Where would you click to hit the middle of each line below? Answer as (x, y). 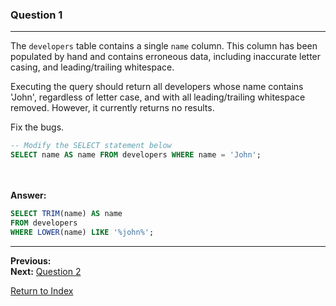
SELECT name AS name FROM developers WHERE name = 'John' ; (136, 155)
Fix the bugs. (37, 127)
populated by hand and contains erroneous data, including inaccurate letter (166, 57)
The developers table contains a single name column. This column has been (164, 46)
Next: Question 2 (46, 271)
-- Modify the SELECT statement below (91, 146)
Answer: (28, 195)
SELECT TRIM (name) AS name (66, 214)
